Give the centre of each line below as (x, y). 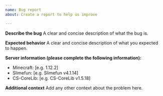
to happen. (16, 48)
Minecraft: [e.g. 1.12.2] (35, 67)
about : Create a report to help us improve (51, 14)
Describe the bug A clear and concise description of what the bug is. (77, 33)
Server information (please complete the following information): (73, 57)
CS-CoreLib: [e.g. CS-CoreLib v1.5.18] (51, 78)
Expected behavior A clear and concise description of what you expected (82, 42)
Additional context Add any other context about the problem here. (74, 87)
